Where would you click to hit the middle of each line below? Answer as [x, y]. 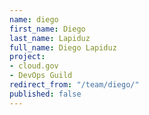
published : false [45, 94]
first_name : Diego [47, 29]
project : [27, 57]
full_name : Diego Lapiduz [63, 47]
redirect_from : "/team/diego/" [74, 85]
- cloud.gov [34, 66]
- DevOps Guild [41, 76]
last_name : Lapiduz [50, 38]
